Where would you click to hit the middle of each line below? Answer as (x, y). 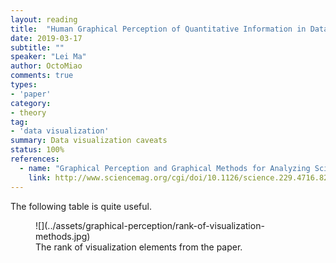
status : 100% (37, 150)
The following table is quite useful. (81, 206)
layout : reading (44, 19)
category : (31, 103)
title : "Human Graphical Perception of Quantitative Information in (158, 29)
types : (24, 85)
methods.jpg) (63, 236)
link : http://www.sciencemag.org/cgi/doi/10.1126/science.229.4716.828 (180, 177)
